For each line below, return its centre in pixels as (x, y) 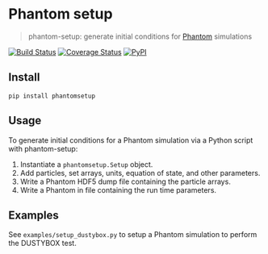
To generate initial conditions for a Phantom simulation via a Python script (131, 140)
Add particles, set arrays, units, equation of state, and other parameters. (140, 173)
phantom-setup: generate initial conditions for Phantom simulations (140, 36)
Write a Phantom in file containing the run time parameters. (118, 189)
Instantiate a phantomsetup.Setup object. (86, 164)
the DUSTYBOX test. (42, 244)
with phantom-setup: (43, 148)
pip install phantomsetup (52, 96)
